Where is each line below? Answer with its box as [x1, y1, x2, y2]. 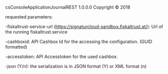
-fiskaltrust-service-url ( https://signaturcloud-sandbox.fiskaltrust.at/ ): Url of [5, 23, 163, 29]
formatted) [5, 44, 28, 49]
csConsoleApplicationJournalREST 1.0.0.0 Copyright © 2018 [5, 4, 131, 10]
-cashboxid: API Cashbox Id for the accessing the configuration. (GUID [5, 38, 152, 44]
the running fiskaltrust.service [5, 29, 68, 34]
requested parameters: [5, 14, 53, 19]
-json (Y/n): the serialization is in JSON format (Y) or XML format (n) [5, 63, 147, 69]
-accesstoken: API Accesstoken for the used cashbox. [5, 53, 118, 59]
